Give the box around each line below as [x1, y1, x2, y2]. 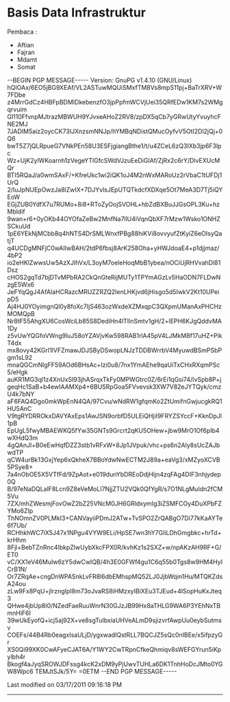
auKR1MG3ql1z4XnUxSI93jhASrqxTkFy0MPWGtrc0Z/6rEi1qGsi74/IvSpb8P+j [7, 375, 222, 383]
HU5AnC [7, 404, 32, 413]
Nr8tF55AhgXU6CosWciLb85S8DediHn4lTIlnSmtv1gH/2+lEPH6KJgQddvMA [7, 317, 222, 325]
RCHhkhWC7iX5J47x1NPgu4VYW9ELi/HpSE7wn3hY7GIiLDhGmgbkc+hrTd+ [7, 528, 222, 536]
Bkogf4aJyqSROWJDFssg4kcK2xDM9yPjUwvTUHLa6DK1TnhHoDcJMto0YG [7, 659, 223, 668]
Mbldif [7, 207, 25, 216]
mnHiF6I [7, 609, 31, 617]
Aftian [16, 41, 34, 49]
